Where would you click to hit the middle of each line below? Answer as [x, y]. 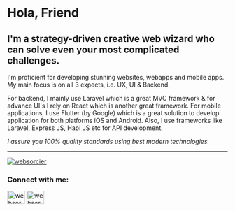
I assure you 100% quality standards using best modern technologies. [108, 141]
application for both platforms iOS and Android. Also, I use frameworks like [115, 121]
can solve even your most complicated [93, 49]
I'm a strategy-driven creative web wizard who [111, 39]
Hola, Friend [43, 13]
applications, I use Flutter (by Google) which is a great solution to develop [113, 113]
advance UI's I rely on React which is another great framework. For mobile [114, 105]
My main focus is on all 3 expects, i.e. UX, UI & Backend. [88, 85]
